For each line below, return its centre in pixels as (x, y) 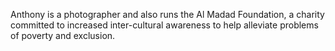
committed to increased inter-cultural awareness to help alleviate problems (164, 25)
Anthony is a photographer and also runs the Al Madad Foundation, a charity (167, 14)
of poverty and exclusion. (63, 35)
